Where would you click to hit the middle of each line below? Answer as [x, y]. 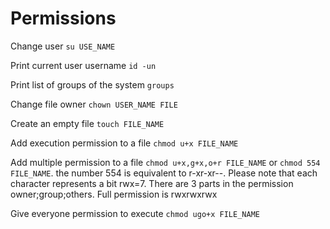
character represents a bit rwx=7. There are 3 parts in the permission [152, 183]
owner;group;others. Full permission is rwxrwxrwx [114, 194]
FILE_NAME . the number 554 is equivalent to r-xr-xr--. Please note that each [164, 173]
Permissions [63, 18]
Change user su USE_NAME [63, 46]
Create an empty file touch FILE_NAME [87, 123]
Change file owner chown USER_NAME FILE [94, 104]
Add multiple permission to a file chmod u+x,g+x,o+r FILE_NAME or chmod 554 [165, 162]
